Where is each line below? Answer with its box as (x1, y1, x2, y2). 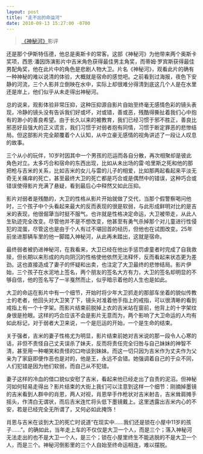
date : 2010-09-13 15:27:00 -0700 (6, 20, 91, 26)
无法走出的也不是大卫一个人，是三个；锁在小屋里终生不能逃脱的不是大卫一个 (6, 434, 197, 441)
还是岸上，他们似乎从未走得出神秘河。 (6, 88, 101, 96)
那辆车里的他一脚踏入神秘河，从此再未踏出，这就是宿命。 (22, 233, 165, 240)
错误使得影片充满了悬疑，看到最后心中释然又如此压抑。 (6, 182, 144, 190)
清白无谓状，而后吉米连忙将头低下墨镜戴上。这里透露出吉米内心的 (27, 398, 192, 406)
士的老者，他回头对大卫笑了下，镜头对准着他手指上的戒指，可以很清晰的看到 (6, 296, 197, 304)
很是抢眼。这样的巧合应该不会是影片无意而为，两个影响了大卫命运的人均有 (11, 312, 197, 319)
